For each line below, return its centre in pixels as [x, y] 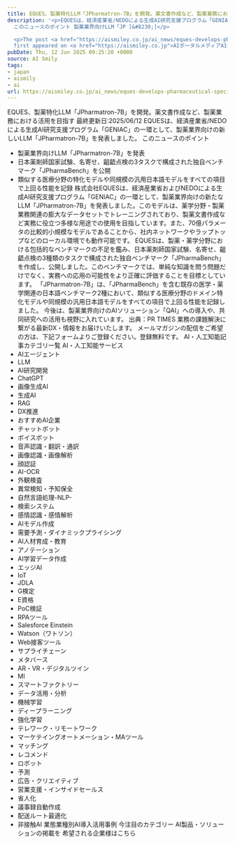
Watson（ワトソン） [47, 634]
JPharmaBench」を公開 [76, 171]
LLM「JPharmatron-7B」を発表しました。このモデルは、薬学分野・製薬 [121, 206]
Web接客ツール [39, 642]
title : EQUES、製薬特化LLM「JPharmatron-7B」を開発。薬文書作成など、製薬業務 [113, 14]
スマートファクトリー [48, 685]
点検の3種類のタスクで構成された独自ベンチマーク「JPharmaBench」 [124, 258]
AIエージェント [39, 355]
